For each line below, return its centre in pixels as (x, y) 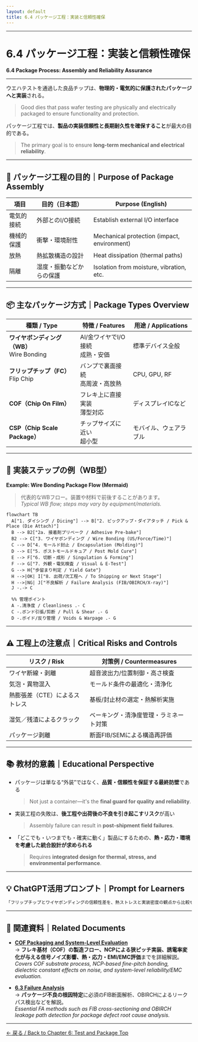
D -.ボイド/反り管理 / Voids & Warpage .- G (64, 618)
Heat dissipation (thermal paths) (138, 255)
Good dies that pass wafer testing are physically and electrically (98, 108)
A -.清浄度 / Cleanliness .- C (48, 606)
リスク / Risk (47, 661)
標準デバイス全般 (156, 346)
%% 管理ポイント (29, 599)
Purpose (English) (141, 204)
